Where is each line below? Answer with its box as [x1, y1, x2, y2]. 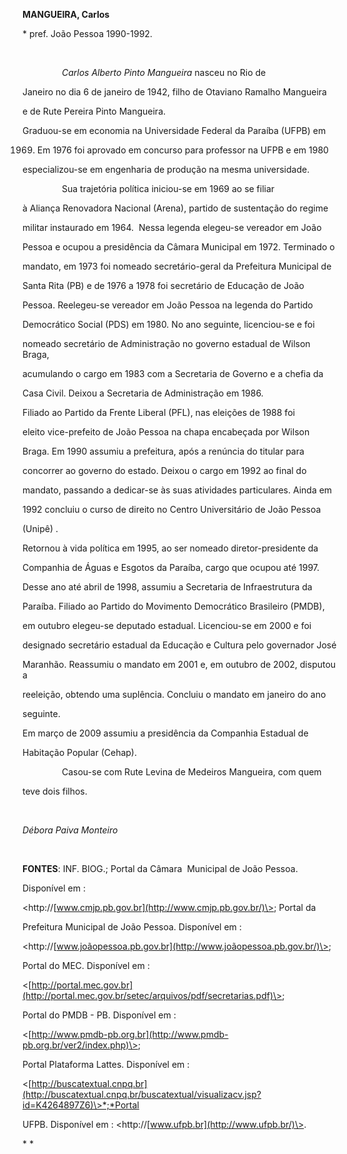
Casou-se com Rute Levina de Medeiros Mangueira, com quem [61, 766, 322, 778]
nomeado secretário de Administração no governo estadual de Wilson [22, 338, 311, 349]
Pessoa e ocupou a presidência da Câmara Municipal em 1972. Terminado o [22, 241, 335, 253]
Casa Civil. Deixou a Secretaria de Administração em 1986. [22, 387, 264, 399]
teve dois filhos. [22, 785, 88, 797]
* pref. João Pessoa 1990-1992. [22, 28, 153, 39]
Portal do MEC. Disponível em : [22, 960, 150, 971]
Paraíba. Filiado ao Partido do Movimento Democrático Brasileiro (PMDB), [22, 600, 325, 612]
